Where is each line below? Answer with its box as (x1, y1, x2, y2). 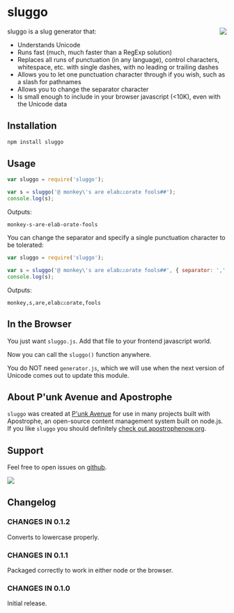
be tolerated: (7, 241, 44, 249)
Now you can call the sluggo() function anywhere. (7, 350, 152, 358)
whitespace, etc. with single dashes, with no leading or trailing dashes (17, 63, 219, 71)
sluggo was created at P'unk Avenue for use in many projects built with (7, 410, 210, 418)
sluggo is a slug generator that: (7, 27, 97, 35)
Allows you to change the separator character (17, 85, 149, 93)
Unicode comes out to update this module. (7, 371, 130, 379)
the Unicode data (17, 99, 68, 108)
